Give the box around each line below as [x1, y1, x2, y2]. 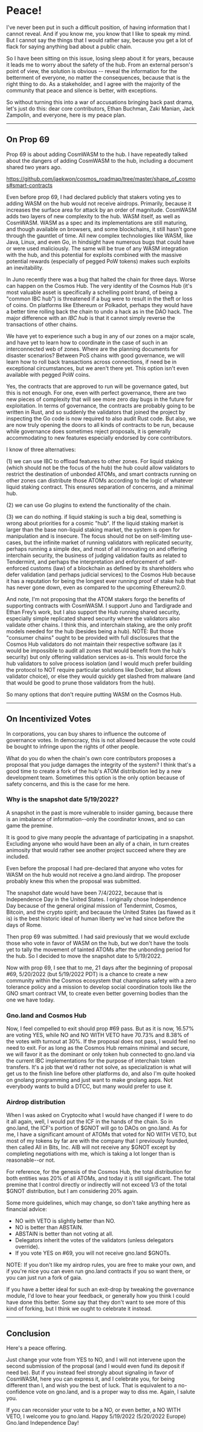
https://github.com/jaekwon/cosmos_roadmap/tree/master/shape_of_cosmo [6, 175, 196, 182]
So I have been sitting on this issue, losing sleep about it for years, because [6, 54, 195, 62]
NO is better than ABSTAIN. [14, 1224, 83, 1231]
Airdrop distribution [6, 1098, 65, 1107]
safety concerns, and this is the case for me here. [6, 780, 130, 787]
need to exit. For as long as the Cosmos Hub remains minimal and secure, [6, 1044, 190, 1052]
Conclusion [6, 1328, 51, 1338]
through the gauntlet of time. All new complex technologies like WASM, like [6, 232, 193, 239]
